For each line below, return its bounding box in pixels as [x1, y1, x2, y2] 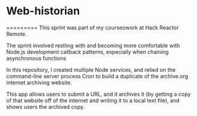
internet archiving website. [6, 79, 72, 86]
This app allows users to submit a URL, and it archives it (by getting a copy [6, 90, 191, 97]
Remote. [6, 30, 27, 37]
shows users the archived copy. [6, 103, 85, 110]
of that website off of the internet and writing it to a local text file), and [6, 97, 180, 104]
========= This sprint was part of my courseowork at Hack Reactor [6, 24, 179, 31]
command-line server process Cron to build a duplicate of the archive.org [6, 72, 189, 80]
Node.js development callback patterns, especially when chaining [6, 48, 169, 55]
